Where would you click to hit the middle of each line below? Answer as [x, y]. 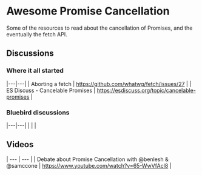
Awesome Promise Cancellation [88, 11]
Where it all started [35, 71]
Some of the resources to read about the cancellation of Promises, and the [99, 28]
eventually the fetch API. [37, 34]
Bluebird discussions [38, 112]
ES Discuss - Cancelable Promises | [51, 90]
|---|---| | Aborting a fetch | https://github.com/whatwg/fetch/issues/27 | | [99, 84]
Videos [20, 144]
